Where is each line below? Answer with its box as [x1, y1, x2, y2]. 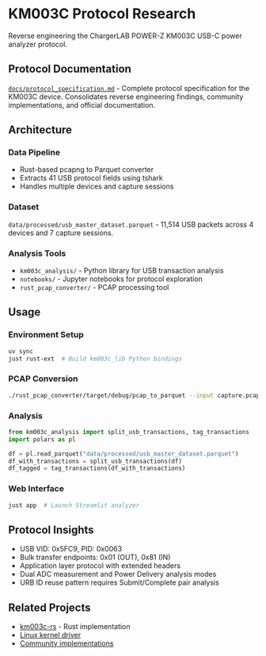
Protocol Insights [8, 523, 94, 536]
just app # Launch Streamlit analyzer [8, 501, 140, 509]
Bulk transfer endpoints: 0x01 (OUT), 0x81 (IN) [19, 552, 171, 563]
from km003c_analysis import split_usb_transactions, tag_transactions [8, 428, 249, 436]
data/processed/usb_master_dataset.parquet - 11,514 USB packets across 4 [8, 219, 254, 229]
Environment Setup [8, 330, 85, 341]
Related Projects [8, 601, 91, 614]
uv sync [8, 347, 34, 355]
